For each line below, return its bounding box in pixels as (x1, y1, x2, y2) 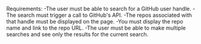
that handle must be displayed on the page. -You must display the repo (6, 18, 183, 25)
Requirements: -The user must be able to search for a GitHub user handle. (6, 5, 191, 12)
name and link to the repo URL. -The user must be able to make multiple (6, 24, 186, 31)
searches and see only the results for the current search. (6, 31, 149, 38)
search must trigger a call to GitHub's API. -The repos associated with (17, 11, 192, 19)
